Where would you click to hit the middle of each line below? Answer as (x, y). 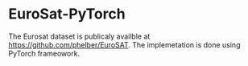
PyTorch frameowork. (44, 53)
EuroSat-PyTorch (67, 14)
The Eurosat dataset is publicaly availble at (79, 36)
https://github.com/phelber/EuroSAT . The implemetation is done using (124, 44)
